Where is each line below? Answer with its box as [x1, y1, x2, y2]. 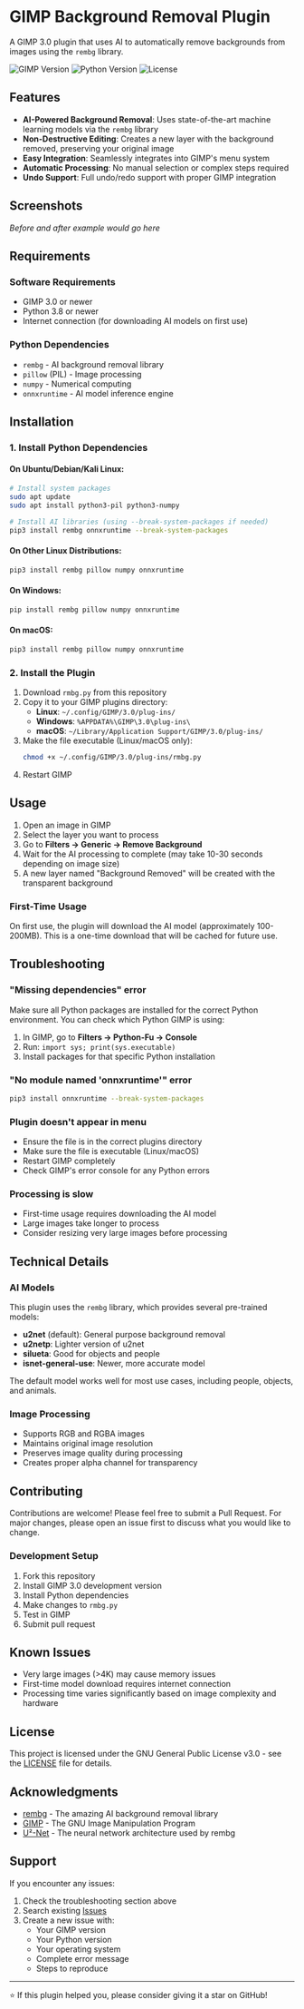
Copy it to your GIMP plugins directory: [22, 696, 168, 707]
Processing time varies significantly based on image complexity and [22, 1688, 277, 1699]
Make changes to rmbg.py [22, 1599, 119, 1610]
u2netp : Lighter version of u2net [22, 1338, 145, 1349]
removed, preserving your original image [22, 142, 175, 153]
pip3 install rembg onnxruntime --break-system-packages [9, 525, 229, 534]
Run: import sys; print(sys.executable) [22, 1041, 176, 1052]
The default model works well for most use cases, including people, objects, [9, 1376, 294, 1387]
